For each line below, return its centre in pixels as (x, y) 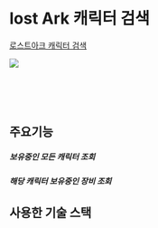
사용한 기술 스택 (51, 212)
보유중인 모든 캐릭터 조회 (52, 157)
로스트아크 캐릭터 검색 (48, 45)
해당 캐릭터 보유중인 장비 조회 (60, 181)
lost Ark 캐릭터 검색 (80, 19)
